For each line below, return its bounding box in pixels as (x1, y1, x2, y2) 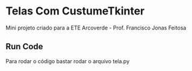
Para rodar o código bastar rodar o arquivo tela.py (5, 57, 130, 64)
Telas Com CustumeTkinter (5, 4, 145, 18)
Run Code (5, 42, 43, 52)
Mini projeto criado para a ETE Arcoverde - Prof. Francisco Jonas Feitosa (5, 24, 187, 31)
